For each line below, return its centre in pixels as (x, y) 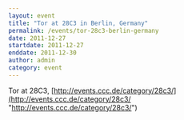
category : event (35, 68)
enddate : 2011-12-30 (43, 53)
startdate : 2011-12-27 (46, 46)
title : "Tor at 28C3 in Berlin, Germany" (78, 23)
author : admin (32, 61)
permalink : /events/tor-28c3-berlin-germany (84, 30)
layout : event (32, 16)
